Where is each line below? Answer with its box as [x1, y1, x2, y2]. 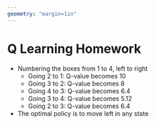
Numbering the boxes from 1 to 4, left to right [17, 64, 148, 73]
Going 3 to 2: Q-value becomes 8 [27, 79, 125, 88]
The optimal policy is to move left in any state [17, 109, 149, 117]
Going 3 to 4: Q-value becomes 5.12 [27, 94, 132, 102]
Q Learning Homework [7, 40, 142, 56]
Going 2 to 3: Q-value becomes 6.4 [27, 102, 131, 110]
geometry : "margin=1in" [7, 10, 77, 18]
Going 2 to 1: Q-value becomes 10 [27, 71, 126, 80]
